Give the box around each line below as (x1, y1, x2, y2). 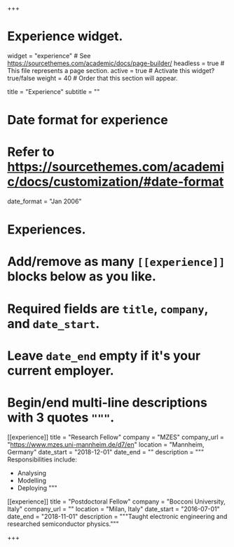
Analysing (17, 468, 47, 477)
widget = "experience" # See (7, 51, 91, 60)
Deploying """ (17, 483, 57, 492)
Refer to (7, 144, 55, 160)
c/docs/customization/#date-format (7, 174, 224, 190)
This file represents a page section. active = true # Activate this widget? (7, 66, 215, 74)
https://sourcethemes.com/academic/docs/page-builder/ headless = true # (7, 59, 225, 67)
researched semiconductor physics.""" (7, 520, 119, 528)
